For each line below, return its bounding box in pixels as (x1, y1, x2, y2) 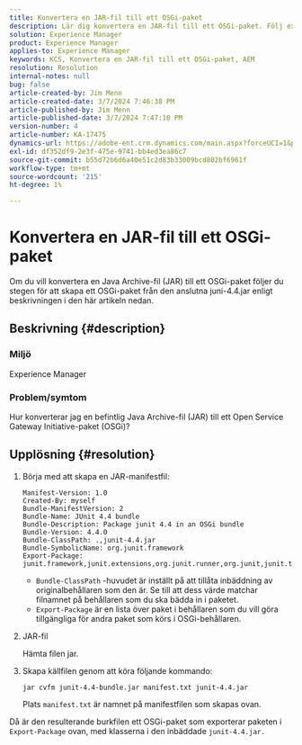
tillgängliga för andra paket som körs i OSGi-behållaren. (35, 613, 242, 624)
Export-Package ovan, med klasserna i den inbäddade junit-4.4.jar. (9, 725, 265, 736)
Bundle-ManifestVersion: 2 (22, 504, 124, 513)
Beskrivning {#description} (9, 321, 166, 337)
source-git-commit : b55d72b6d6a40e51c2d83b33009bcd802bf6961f (9, 155, 247, 165)
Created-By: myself (22, 496, 96, 505)
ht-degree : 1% (9, 181, 63, 190)
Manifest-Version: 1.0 (22, 488, 108, 498)
